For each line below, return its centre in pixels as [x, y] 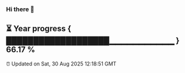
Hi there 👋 [20, 9]
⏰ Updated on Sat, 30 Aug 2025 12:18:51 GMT [61, 64]
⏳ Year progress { [39, 29]
